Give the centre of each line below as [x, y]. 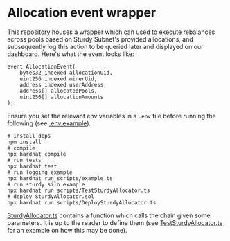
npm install [24, 142]
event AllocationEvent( [42, 66]
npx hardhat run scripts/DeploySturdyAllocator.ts [82, 202]
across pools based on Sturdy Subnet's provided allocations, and [100, 39]
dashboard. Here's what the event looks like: [71, 54]
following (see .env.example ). [49, 123]
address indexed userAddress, [63, 84]
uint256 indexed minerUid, [59, 79]
